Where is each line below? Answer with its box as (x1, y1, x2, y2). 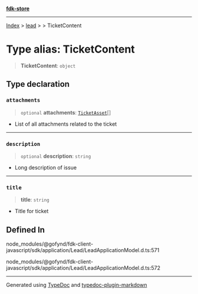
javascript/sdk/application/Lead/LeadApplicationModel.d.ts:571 (6, 247, 160, 254)
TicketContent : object (20, 62, 76, 69)
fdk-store (6, 5, 30, 12)
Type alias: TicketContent (6, 43, 136, 56)
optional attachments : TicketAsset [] (20, 109, 111, 116)
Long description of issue (14, 164, 77, 171)
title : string (20, 196, 49, 203)
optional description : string (20, 152, 91, 159)
